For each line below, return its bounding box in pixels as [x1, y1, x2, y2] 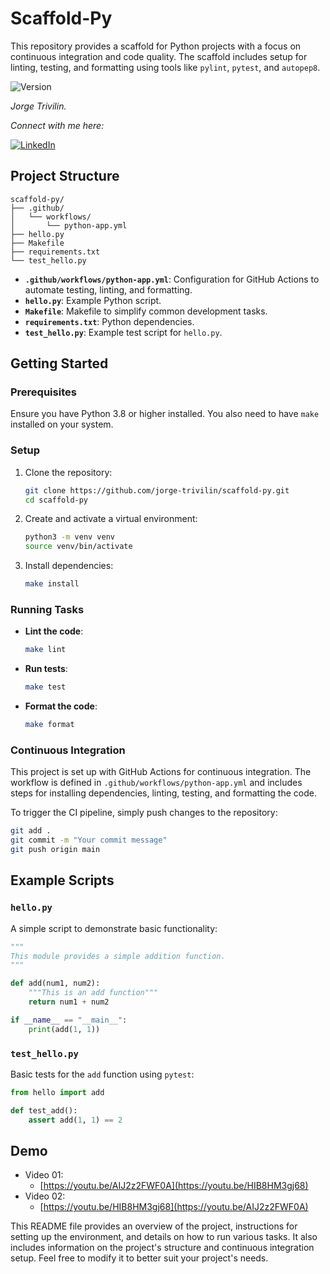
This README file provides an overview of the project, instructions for [10, 1220, 298, 1232]
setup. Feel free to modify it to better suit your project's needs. [10, 1252, 269, 1264]
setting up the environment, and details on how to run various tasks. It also [10, 1231, 318, 1243]
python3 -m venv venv [24, 532, 116, 542]
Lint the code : [24, 625, 84, 637]
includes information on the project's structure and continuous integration [10, 1242, 315, 1254]
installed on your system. [10, 418, 114, 431]
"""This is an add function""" [28, 988, 159, 998]
